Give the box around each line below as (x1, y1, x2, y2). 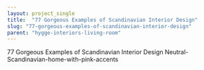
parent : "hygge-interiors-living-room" (7, 29, 122, 36)
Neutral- (164, 48, 189, 56)
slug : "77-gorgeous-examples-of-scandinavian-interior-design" (7, 23, 192, 30)
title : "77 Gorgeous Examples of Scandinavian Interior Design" (7, 16, 198, 23)
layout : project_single (7, 10, 76, 17)
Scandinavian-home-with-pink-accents (7, 56, 119, 64)
